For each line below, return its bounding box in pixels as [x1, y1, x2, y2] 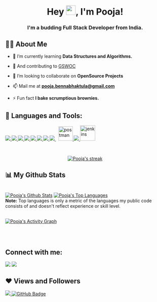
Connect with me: [5, 248, 63, 256]
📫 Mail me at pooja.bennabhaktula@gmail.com [12, 83, 115, 89]
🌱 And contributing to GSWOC [12, 63, 76, 69]
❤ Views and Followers [5, 277, 81, 285]
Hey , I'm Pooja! [47, 6, 124, 18]
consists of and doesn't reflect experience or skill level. [5, 203, 121, 209]
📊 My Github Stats [5, 171, 66, 179]
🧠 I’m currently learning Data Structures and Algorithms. [12, 53, 133, 59]
